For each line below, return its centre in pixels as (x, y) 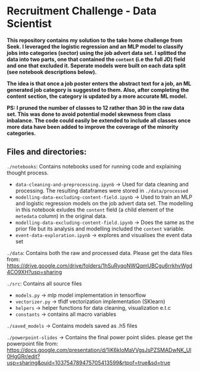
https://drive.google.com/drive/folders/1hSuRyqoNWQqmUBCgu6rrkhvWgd (99, 265)
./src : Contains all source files (44, 283)
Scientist (29, 24)
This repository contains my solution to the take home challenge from (95, 40)
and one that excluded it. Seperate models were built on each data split (96, 65)
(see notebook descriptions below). (52, 72)
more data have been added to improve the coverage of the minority (93, 127)
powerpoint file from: (32, 343)
